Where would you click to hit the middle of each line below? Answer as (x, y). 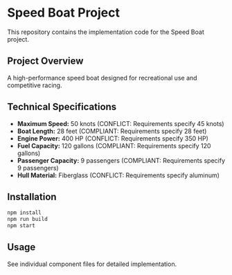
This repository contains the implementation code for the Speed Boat (106, 32)
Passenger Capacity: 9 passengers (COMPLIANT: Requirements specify (121, 160)
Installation (32, 196)
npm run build (28, 220)
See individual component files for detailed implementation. (92, 264)
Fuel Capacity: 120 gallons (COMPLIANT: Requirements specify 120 (114, 145)
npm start (21, 226)
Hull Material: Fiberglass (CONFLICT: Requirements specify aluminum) (118, 175)
